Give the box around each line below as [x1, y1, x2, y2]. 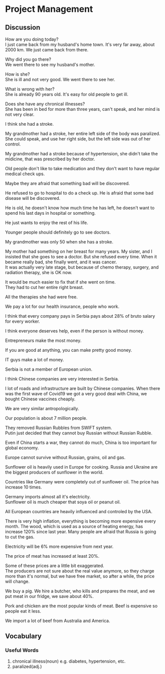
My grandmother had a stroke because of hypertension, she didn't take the [5, 151, 158, 156]
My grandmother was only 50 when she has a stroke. [5, 239, 114, 244]
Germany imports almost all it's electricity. [5, 494, 91, 499]
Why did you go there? [5, 56, 51, 62]
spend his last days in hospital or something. [5, 210, 96, 216]
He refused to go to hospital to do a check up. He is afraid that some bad [5, 190, 154, 196]
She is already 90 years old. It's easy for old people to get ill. [5, 92, 128, 97]
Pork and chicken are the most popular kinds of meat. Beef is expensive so [5, 603, 158, 609]
